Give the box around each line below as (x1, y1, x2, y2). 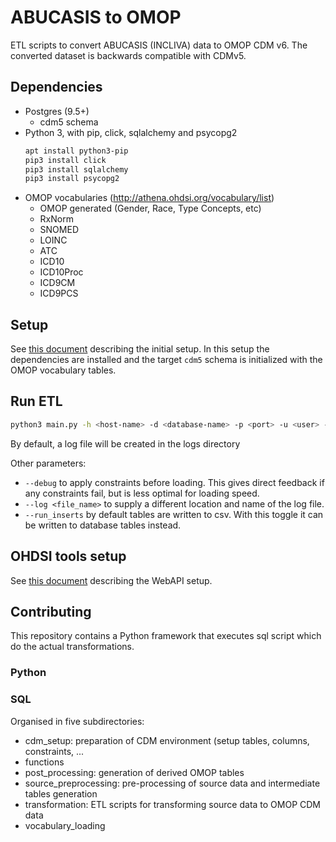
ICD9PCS (39, 287, 79, 300)
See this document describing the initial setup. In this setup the (10, 343, 270, 355)
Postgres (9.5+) (24, 105, 90, 117)
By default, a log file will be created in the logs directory (10, 437, 241, 450)
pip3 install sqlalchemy (24, 164, 129, 175)
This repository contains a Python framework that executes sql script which (10, 630, 322, 642)
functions (24, 756, 65, 768)
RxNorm (39, 213, 74, 225)
